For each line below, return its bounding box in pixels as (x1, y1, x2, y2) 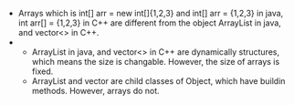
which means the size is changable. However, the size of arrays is (31, 57, 280, 67)
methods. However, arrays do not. (31, 86, 160, 96)
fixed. (31, 66, 54, 77)
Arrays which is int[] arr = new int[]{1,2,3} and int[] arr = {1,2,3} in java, (17, 8, 284, 18)
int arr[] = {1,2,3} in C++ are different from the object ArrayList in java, (17, 17, 281, 28)
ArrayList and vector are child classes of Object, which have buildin (31, 76, 286, 86)
